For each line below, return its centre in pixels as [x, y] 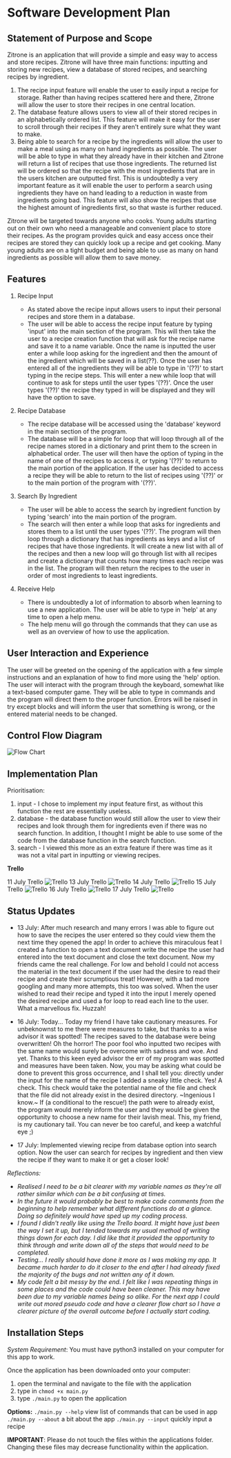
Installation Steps [46, 1333]
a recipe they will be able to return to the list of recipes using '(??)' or [125, 475]
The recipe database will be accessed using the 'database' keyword [124, 424]
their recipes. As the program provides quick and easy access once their [110, 235]
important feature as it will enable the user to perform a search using [114, 185]
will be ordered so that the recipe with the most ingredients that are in [116, 171]
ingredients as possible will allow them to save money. [84, 257]
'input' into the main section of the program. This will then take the [122, 331]
